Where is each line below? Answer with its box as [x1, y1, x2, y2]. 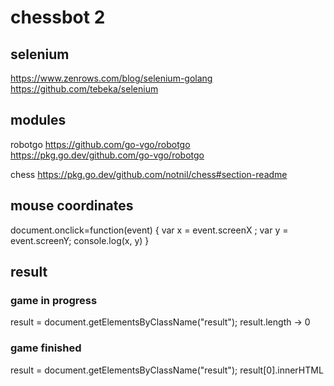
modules [10, 112, 67, 129]
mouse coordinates [10, 197, 134, 215]
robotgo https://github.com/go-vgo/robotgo [10, 138, 191, 150]
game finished [10, 341, 82, 355]
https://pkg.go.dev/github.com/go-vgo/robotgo [10, 149, 205, 161]
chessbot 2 [10, 6, 106, 29]
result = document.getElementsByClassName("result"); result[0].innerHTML [10, 364, 324, 376]
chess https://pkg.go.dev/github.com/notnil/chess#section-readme [10, 168, 288, 180]
